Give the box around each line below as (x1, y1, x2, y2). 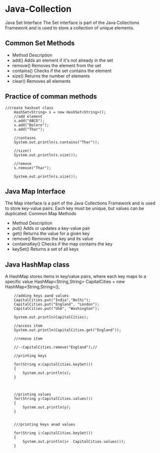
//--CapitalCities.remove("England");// (14, 345, 97, 350)
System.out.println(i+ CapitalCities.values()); (23, 439, 126, 444)
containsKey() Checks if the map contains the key (12, 241, 113, 247)
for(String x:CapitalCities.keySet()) (14, 362, 93, 367)
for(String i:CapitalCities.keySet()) (14, 430, 93, 436)
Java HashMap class (5, 260, 70, 269)
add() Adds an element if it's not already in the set (12, 57, 114, 63)
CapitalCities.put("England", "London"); (14, 302, 99, 307)
